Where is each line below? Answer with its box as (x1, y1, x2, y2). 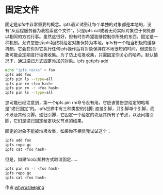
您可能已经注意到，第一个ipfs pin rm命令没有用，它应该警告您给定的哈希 (5, 100, 150, 106)
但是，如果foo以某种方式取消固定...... (5, 156, 79, 162)
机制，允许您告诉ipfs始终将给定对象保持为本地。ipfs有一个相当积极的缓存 (9, 39, 156, 45)
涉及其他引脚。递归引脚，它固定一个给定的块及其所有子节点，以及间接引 (9, 112, 154, 118)
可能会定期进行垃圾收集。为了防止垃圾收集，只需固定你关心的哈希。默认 (9, 52, 154, 57)
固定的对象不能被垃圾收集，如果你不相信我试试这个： (5, 128, 112, 134)
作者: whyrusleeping (5, 184, 45, 190)
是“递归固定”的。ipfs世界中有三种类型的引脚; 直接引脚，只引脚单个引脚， (5, 106, 150, 112)
